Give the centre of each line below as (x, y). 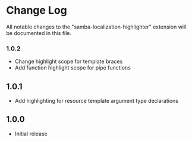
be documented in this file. (39, 33)
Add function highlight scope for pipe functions (73, 68)
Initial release (31, 134)
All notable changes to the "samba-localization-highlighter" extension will (96, 27)
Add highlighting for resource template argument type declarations (97, 101)
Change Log (37, 10)
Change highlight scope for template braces (69, 61)
